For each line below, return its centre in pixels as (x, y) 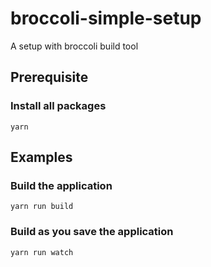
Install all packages (58, 106)
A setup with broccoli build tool (74, 46)
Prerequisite (49, 77)
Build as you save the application (92, 232)
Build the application (61, 185)
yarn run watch (42, 252)
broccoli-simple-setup (106, 18)
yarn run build (42, 207)
